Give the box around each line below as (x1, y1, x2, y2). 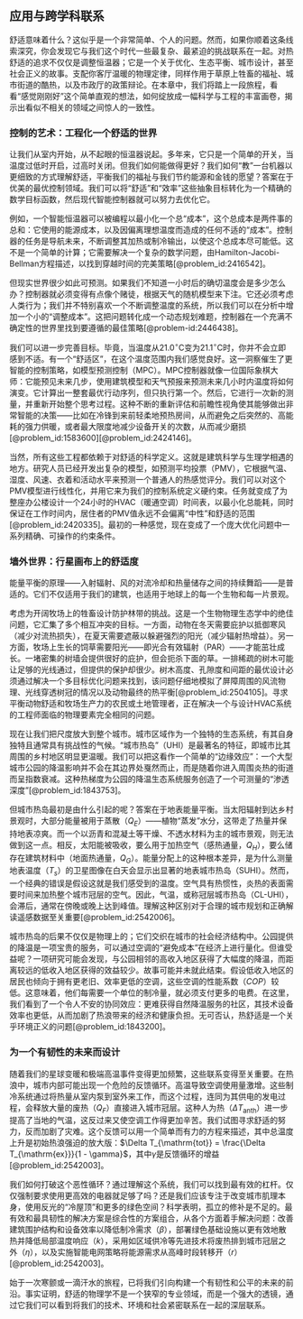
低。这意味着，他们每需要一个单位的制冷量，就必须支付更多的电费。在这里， (9, 987, 294, 999)
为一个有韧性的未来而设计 (9, 1046, 121, 1058)
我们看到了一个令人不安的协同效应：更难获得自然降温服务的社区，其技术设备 (9, 999, 294, 1010)
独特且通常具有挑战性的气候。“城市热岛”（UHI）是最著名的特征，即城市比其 (9, 740, 291, 751)
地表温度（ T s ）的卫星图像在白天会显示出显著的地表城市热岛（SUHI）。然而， (9, 865, 294, 878)
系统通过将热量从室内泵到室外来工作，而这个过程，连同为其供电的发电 (16, 1091, 278, 1102)
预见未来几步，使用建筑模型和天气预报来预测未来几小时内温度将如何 (40, 375, 294, 386)
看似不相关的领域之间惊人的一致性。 (24, 102, 160, 113)
